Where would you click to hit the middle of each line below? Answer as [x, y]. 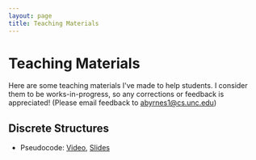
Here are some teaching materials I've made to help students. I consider [128, 86]
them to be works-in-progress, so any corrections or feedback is [116, 95]
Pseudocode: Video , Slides [65, 148]
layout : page [30, 16]
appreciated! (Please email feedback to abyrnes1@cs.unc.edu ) [113, 103]
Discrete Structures [59, 128]
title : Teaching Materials [54, 23]
